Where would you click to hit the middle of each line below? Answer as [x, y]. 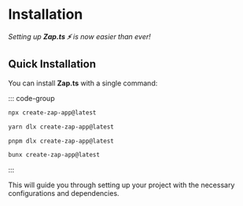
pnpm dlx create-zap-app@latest [61, 141]
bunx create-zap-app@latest [54, 155]
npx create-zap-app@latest [52, 112]
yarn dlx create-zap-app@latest [61, 127]
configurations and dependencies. [64, 193]
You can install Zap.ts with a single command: [83, 83]
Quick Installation [52, 64]
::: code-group [31, 98]
